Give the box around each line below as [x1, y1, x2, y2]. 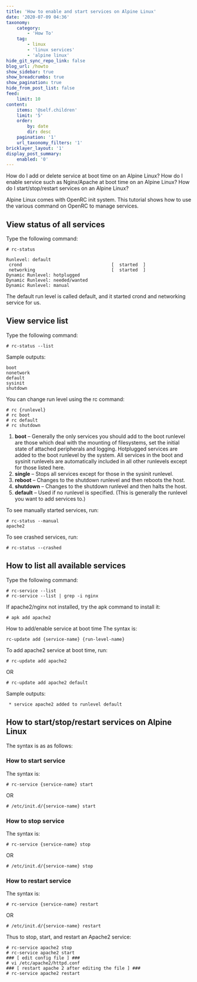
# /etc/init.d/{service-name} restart [6, 923, 101, 929]
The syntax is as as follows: [6, 742, 74, 749]
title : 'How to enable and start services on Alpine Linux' [6, 8, 157, 15]
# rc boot [6, 412, 31, 418]
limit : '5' [16, 112, 44, 118]
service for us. [6, 299, 41, 306]
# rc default [6, 417, 38, 423]
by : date [27, 123, 49, 129]
